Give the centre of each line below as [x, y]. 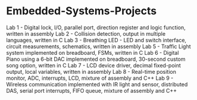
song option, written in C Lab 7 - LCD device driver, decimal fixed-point [94, 65]
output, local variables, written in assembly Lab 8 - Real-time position [91, 71]
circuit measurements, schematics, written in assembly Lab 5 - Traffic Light [99, 46]
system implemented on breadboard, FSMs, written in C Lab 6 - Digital [93, 52]
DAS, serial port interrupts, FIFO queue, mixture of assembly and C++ [92, 90]
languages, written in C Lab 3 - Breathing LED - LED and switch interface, [96, 40]
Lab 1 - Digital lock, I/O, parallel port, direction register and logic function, [96, 27]
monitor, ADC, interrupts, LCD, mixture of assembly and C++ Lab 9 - [90, 78]
